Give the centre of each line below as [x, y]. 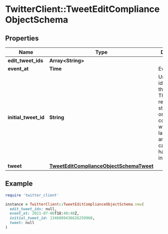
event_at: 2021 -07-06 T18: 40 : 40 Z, [44, 214]
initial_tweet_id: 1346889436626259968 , [52, 218]
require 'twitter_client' [32, 195]
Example [19, 184]
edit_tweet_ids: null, [33, 209]
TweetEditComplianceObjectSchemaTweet [101, 166]
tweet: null [22, 223]
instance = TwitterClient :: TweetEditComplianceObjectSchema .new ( [74, 204]
